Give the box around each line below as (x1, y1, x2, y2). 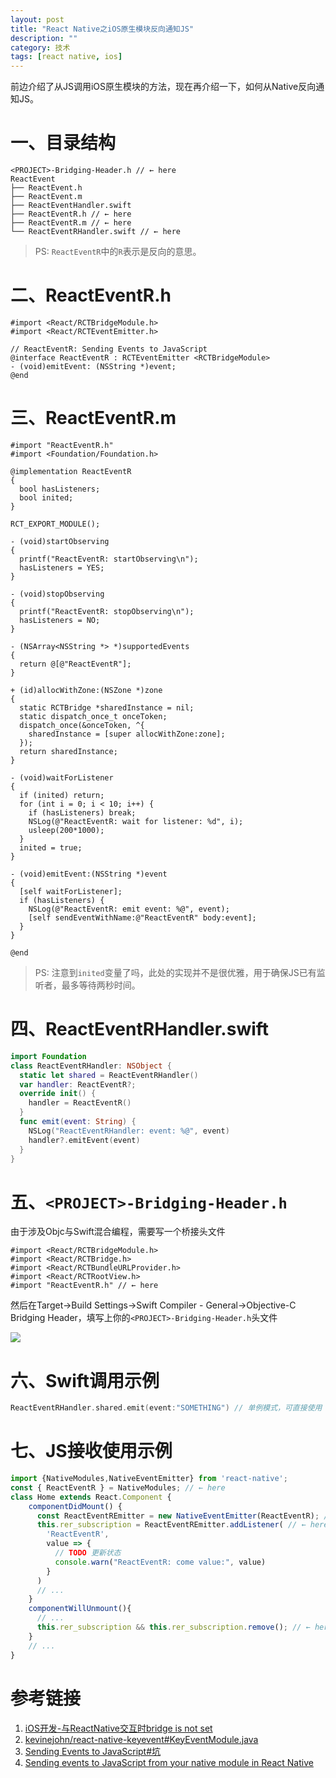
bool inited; (19, 492, 74, 503)
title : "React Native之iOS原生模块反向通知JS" (10, 24, 195, 34)
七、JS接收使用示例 (10, 1440, 173, 1463)
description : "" (10, 33, 78, 43)
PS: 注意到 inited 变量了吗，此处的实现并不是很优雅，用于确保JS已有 (34, 966, 317, 978)
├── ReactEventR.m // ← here (10, 218, 132, 228)
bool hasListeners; (19, 484, 101, 494)
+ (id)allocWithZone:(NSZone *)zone (10, 685, 163, 695)
